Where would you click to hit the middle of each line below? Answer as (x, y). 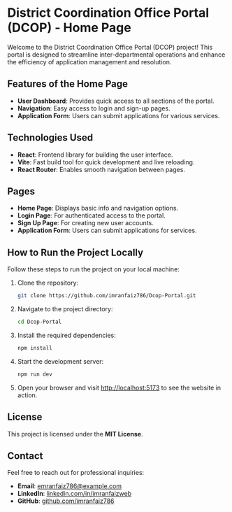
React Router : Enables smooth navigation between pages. (101, 169)
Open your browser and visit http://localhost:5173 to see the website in (119, 387)
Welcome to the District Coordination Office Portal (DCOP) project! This (110, 47)
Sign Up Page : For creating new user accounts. (85, 223)
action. (27, 395)
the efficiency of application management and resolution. (89, 62)
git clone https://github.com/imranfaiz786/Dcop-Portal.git (107, 296)
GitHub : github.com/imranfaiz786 (66, 501)
